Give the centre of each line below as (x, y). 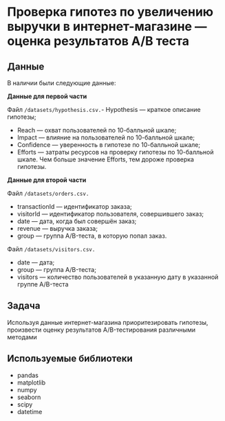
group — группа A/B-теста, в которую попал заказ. (92, 236)
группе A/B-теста (43, 284)
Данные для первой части (47, 96)
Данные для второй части (47, 180)
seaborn (29, 397)
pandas (28, 375)
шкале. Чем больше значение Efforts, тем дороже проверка (106, 159)
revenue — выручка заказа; (57, 228)
